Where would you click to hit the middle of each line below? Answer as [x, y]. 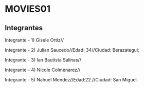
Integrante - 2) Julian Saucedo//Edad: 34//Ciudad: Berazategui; [72, 50]
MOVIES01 [28, 9]
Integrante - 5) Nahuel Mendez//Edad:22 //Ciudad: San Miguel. [71, 80]
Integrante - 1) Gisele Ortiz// [34, 40]
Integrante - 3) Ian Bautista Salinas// [43, 60]
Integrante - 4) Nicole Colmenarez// [43, 70]
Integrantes [24, 28]
